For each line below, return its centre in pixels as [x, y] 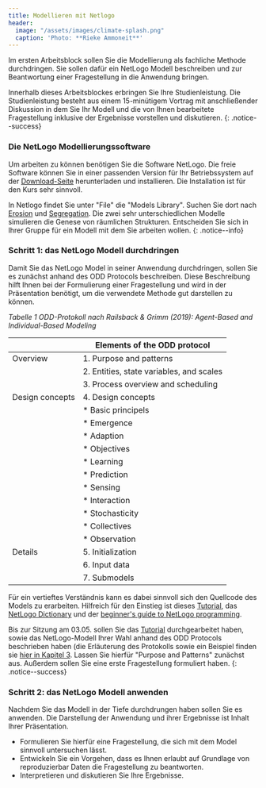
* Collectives [107, 526]
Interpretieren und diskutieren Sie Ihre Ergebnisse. [102, 775]
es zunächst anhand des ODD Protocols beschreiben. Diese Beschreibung [129, 276]
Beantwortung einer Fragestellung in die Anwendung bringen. [109, 77]
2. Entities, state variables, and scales [153, 371]
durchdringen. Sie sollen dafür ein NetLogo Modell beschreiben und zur [125, 69]
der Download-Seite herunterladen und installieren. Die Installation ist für [127, 181]
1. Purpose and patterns [128, 358]
